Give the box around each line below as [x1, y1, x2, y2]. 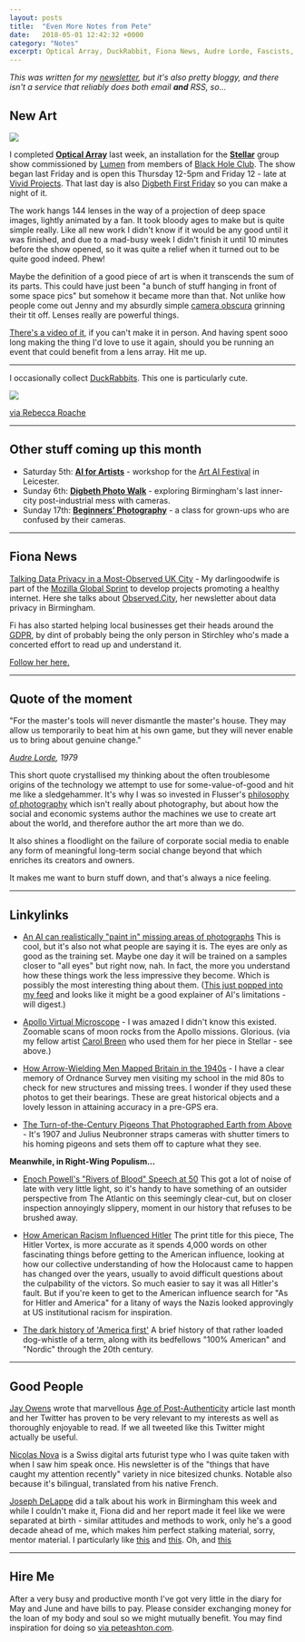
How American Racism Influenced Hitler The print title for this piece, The [22, 1230, 295, 1241]
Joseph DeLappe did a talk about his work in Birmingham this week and [9, 1496, 278, 1507]
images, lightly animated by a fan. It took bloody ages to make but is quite [9, 214, 285, 225]
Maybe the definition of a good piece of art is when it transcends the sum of [9, 270, 295, 281]
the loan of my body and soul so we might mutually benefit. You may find [9, 1612, 283, 1623]
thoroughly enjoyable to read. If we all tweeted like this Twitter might [9, 1422, 265, 1432]
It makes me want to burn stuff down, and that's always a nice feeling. [9, 872, 272, 883]
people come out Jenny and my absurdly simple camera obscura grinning [9, 300, 286, 310]
